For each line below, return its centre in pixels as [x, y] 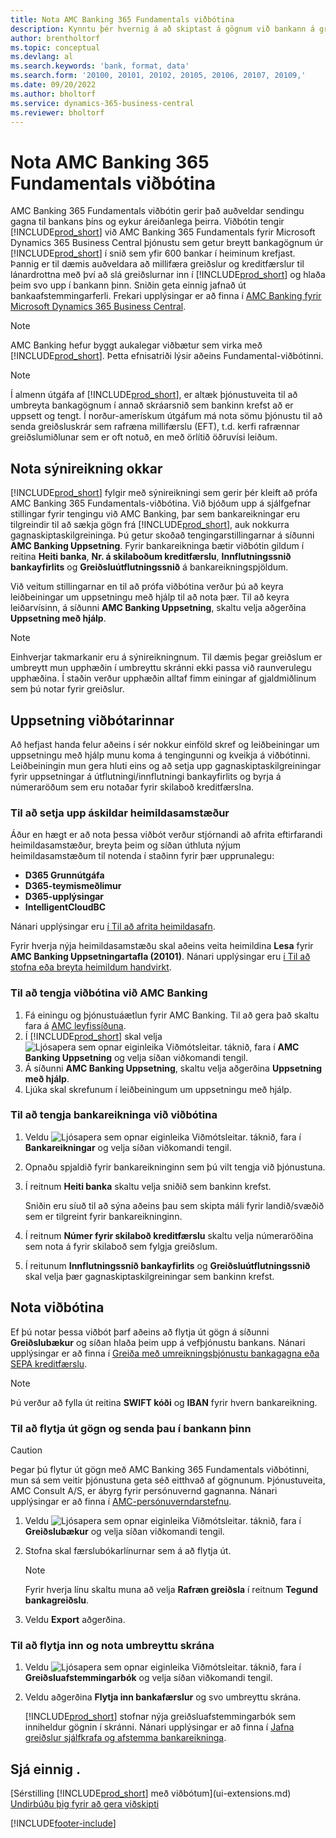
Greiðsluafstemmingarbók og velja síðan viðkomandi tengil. [148, 1678]
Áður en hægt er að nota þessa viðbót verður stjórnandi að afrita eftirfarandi [166, 835]
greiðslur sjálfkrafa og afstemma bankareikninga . [125, 1738]
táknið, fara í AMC [262, 1047]
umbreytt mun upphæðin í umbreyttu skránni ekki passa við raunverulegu [161, 668]
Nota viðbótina [57, 1307]
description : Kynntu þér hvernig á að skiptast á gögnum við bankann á [162, 29]
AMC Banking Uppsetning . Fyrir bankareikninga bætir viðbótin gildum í [157, 546]
